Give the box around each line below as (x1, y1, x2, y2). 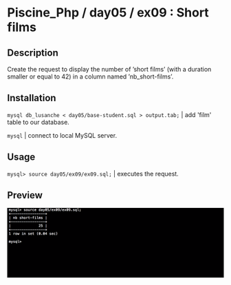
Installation (7, 92, 56, 104)
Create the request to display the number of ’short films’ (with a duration (7, 65, 212, 73)
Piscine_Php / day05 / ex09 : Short (7, 5, 210, 21)
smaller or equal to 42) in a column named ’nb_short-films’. (7, 72, 174, 81)
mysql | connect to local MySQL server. (7, 131, 118, 139)
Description (7, 47, 58, 59)
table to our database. (7, 118, 70, 126)
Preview (7, 189, 43, 201)
